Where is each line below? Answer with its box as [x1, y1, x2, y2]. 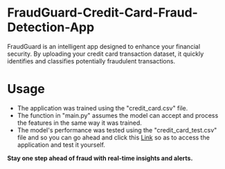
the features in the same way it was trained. [17, 119, 142, 127]
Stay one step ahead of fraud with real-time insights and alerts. [7, 154, 193, 162]
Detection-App [7, 19, 95, 35]
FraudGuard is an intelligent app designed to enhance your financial [7, 42, 201, 50]
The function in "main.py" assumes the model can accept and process [17, 111, 219, 119]
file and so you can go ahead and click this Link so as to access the [17, 133, 210, 141]
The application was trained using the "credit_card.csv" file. [17, 103, 188, 112]
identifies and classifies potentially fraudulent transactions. [7, 57, 175, 65]
